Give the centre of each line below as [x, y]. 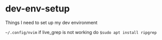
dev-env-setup [38, 9]
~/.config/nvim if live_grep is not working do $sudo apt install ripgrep [81, 32]
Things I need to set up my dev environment [51, 22]
